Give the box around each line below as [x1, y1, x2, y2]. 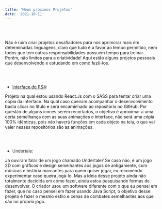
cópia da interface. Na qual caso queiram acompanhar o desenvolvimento [5, 98, 153, 104]
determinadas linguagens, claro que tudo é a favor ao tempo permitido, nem [5, 45, 158, 50]
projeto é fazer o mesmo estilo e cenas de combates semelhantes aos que [5, 193, 154, 199]
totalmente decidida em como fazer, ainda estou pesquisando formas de [5, 178, 150, 184]
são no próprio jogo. [5, 198, 46, 204]
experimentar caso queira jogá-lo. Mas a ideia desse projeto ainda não [5, 173, 146, 179]
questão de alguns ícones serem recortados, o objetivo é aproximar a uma [5, 108, 154, 114]
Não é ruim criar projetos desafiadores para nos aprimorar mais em [5, 39, 140, 45]
